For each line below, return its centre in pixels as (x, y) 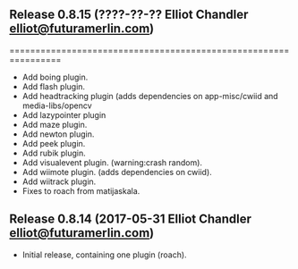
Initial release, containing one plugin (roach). (104, 255)
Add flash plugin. (54, 86)
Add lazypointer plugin (64, 114)
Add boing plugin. (55, 77)
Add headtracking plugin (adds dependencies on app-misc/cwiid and (150, 96)
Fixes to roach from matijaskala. (81, 190)
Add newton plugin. (58, 134)
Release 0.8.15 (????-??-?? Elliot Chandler (129, 15)
